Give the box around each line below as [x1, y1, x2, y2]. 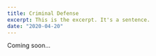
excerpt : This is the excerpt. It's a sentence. [7, 16, 150, 23]
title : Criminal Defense [7, 10, 79, 17]
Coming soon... [7, 42, 51, 50]
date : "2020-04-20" [7, 23, 64, 29]
